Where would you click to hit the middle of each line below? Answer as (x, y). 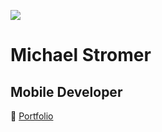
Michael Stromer (81, 55)
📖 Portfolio (32, 116)
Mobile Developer (66, 91)
